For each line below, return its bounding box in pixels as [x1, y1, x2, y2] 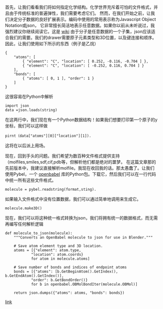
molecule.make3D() [5, 206, 42, 211]
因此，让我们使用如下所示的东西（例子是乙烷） [5, 41, 98, 46]
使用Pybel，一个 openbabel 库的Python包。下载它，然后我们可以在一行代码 [5, 171, 156, 177]
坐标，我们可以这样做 [5, 123, 48, 128]
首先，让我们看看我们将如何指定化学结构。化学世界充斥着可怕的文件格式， [5, 4, 154, 10]
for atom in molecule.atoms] [31, 256, 90, 261]
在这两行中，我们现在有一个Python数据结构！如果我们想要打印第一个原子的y [5, 117, 158, 123]
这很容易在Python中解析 [5, 94, 53, 99]
